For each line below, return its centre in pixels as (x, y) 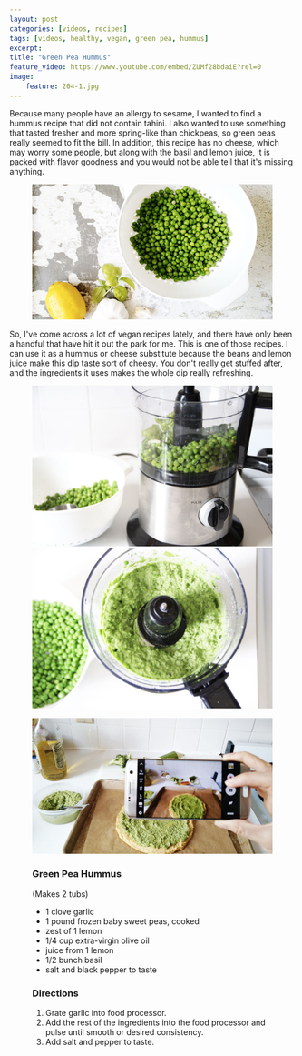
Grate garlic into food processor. (106, 1013)
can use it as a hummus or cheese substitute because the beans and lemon (151, 354)
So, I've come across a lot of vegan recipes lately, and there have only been (151, 334)
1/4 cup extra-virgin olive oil (97, 940)
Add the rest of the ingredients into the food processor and (155, 1022)
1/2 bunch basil (73, 960)
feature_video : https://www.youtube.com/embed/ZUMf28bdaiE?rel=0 (135, 67)
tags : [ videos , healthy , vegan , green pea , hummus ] (109, 38)
